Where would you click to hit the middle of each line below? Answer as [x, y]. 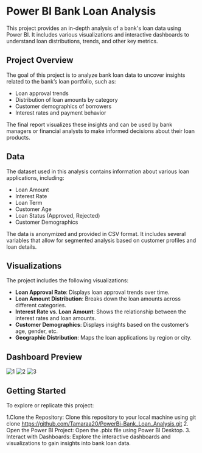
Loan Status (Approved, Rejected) [57, 215]
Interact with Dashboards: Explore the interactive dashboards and [89, 437]
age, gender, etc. [37, 331]
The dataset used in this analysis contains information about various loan [98, 171]
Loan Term [29, 202]
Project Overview [40, 60]
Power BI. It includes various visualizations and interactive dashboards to [98, 34]
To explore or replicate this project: [50, 405]
